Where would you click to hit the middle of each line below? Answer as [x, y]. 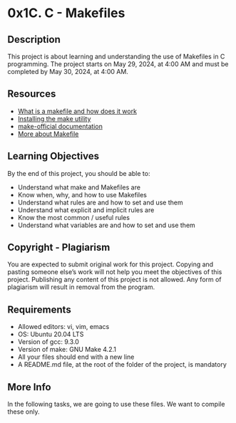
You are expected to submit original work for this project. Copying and [111, 264]
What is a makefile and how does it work [77, 111]
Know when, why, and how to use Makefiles [82, 194]
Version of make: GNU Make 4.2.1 [67, 350]
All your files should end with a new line [76, 357]
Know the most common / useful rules [74, 217]
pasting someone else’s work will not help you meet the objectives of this [115, 272]
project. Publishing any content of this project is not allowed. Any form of [115, 280]
